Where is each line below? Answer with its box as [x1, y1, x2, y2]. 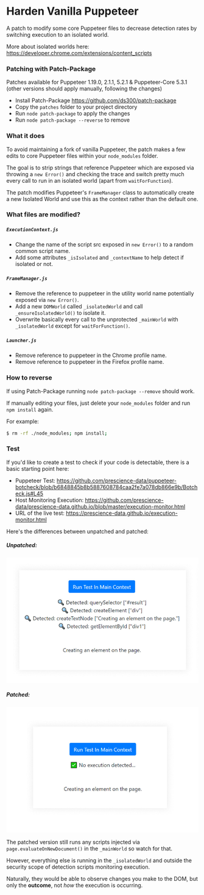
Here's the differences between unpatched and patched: [6, 528, 149, 535]
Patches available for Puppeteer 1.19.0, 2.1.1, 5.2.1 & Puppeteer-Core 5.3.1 [6, 78, 188, 86]
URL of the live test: [15, 509, 65, 517]
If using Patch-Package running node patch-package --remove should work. [6, 387, 195, 395]
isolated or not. [15, 260, 54, 268]
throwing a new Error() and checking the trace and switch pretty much [6, 170, 185, 178]
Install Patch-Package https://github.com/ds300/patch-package [15, 97, 177, 105]
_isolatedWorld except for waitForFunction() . [15, 322, 130, 330]
